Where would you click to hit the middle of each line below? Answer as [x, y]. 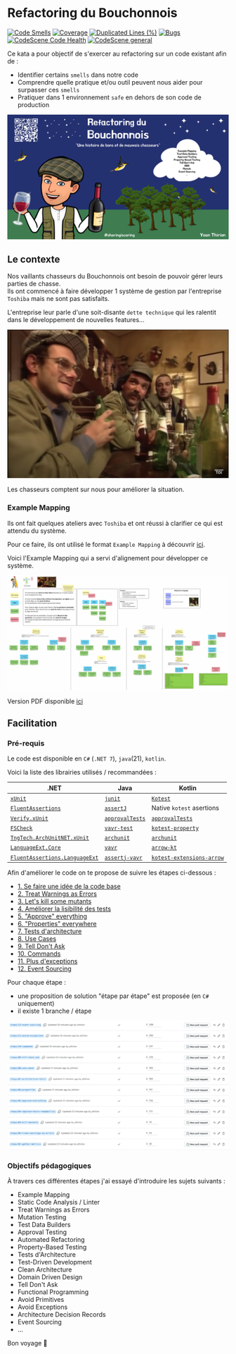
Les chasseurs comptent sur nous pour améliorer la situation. [96, 490]
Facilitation [32, 723]
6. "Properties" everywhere [57, 924]
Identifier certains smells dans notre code [78, 75]
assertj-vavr [123, 858]
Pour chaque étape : [37, 982]
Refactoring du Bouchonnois [92, 13]
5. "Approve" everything [52, 916]
